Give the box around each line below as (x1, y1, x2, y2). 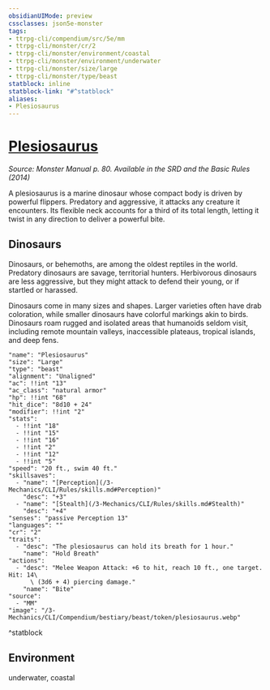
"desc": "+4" (23, 507, 67, 515)
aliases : (8, 95, 38, 103)
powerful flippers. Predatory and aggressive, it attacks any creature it (8, 197, 241, 207)
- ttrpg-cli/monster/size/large (8, 65, 118, 73)
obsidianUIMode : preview (8, 11, 92, 20)
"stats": (8, 414, 38, 422)
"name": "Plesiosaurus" (8, 350, 89, 359)
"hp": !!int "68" (8, 393, 67, 401)
